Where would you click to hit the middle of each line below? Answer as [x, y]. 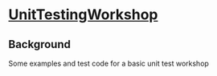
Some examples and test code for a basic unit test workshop [108, 63]
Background [39, 44]
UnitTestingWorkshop [83, 15]
